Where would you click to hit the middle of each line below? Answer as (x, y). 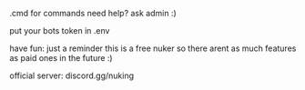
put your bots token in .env (60, 30)
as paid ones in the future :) (61, 58)
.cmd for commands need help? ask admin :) (93, 13)
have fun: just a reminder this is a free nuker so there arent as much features (153, 48)
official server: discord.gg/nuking (72, 75)
